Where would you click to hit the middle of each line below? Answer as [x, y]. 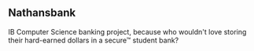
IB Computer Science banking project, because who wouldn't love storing [127, 31]
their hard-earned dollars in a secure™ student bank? [94, 40]
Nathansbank [42, 13]
